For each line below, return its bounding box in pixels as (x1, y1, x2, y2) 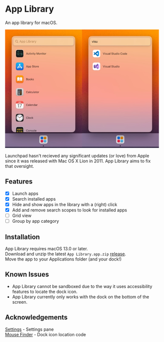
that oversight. (5, 163, 34, 169)
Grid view (12, 212, 32, 219)
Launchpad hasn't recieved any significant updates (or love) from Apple (5, 153, 150, 158)
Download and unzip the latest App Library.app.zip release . (5, 251, 126, 257)
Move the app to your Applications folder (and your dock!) (5, 256, 122, 262)
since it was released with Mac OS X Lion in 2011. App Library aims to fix (5, 158, 151, 164)
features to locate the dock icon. (12, 289, 78, 294)
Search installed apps (12, 196, 56, 202)
